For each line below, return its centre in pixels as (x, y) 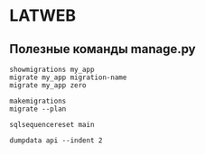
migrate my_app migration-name (68, 77)
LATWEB (43, 16)
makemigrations (38, 101)
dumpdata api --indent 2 (56, 140)
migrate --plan (38, 109)
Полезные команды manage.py (102, 49)
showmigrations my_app (52, 69)
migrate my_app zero (48, 86)
